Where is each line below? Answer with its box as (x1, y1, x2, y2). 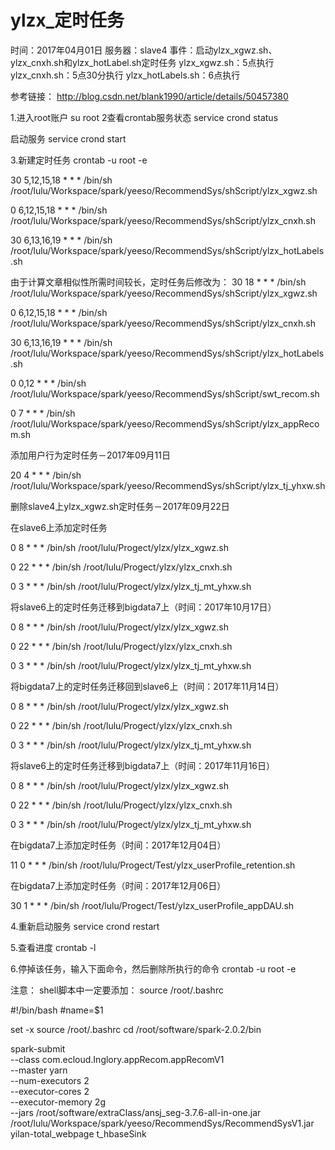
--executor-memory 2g (10, 1096, 106, 1108)
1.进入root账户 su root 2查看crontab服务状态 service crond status (10, 111, 279, 123)
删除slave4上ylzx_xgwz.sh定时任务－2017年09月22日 (10, 500, 230, 512)
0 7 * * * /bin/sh (10, 407, 76, 419)
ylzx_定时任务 (10, 9, 125, 32)
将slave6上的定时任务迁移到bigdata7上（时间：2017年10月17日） (10, 601, 277, 613)
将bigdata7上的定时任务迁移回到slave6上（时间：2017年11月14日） (10, 680, 285, 692)
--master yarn (10, 1064, 68, 1076)
